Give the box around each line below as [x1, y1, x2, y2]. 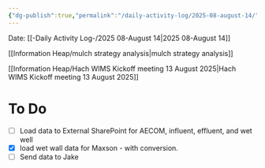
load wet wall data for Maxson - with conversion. [19, 143, 179, 152]
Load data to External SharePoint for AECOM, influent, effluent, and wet [19, 125, 252, 135]
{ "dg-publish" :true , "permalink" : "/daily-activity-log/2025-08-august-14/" [8, 11, 259, 20]
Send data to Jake [19, 151, 79, 162]
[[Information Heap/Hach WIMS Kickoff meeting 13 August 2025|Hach [8, 64, 237, 73]
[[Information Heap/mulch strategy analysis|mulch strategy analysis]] [8, 48, 234, 58]
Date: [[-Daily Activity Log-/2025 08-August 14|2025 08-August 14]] [8, 33, 231, 43]
